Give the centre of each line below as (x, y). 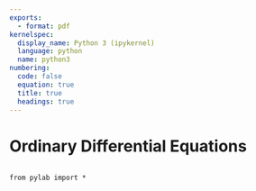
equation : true (46, 85)
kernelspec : (32, 34)
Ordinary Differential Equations (128, 146)
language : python (50, 51)
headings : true (46, 101)
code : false (40, 77)
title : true (40, 93)
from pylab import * (48, 178)
